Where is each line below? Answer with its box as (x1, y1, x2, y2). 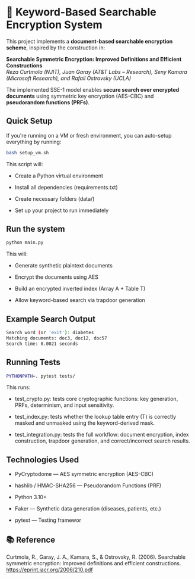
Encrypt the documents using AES (14, 273, 99, 281)
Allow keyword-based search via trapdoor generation (14, 297, 145, 304)
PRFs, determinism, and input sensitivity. (14, 401, 114, 409)
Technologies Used (6, 455, 79, 465)
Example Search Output (6, 314, 96, 324)
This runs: (6, 384, 31, 391)
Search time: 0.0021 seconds (6, 341, 78, 347)
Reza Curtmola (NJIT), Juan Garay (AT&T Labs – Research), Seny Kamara (6, 68, 188, 75)
